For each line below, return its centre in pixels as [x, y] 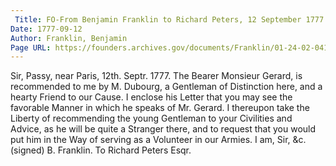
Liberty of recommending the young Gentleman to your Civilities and [151, 118]
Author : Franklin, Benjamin [69, 38]
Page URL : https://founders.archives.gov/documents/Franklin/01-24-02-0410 [171, 47]
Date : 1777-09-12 [46, 29]
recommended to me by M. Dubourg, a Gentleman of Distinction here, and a [166, 87]
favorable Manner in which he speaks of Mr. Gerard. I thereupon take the [160, 108]
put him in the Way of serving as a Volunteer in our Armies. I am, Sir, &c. [158, 140]
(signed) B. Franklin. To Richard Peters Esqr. [101, 150]
